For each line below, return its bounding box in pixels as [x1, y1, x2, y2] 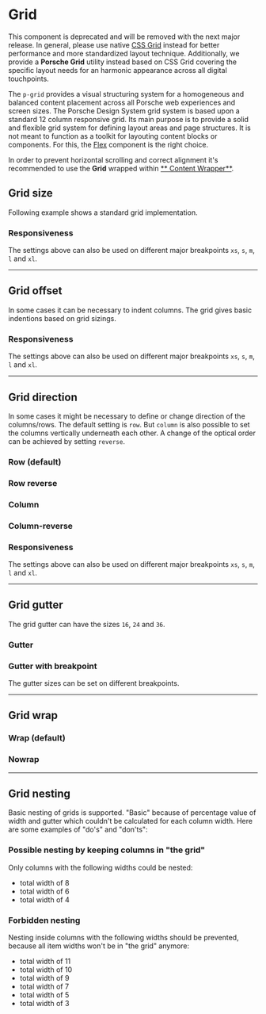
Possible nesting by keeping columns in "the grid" [8, 844, 206, 855]
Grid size [8, 186, 53, 200]
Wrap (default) [8, 733, 66, 744]
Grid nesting [8, 786, 71, 800]
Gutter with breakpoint [8, 660, 97, 672]
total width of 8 [19, 878, 70, 887]
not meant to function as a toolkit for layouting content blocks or [8, 131, 218, 140]
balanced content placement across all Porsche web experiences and [8, 98, 236, 107]
